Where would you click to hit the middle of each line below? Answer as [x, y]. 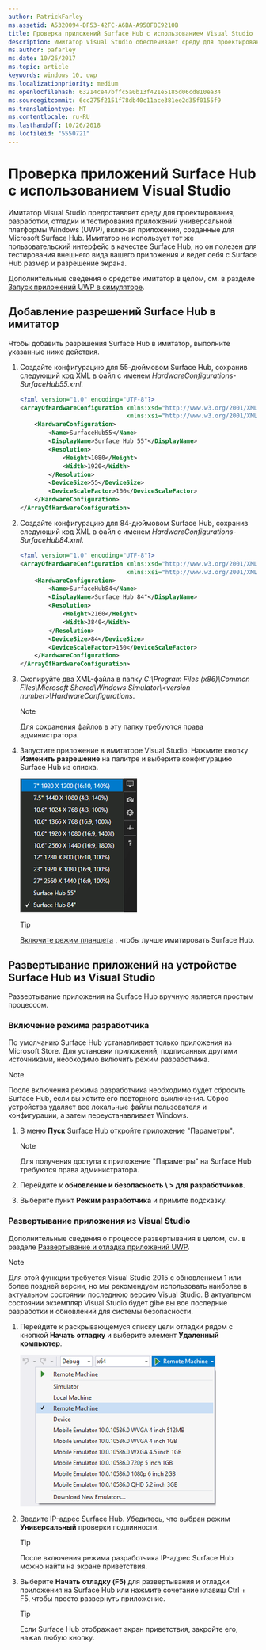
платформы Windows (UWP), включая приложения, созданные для [122, 229]
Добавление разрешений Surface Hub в [112, 312]
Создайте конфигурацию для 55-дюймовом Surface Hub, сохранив [133, 367]
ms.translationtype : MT [47, 109]
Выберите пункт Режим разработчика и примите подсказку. [123, 1201]
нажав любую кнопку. [57, 1637]
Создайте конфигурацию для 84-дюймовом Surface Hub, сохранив [134, 523]
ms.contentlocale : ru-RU [49, 117]
